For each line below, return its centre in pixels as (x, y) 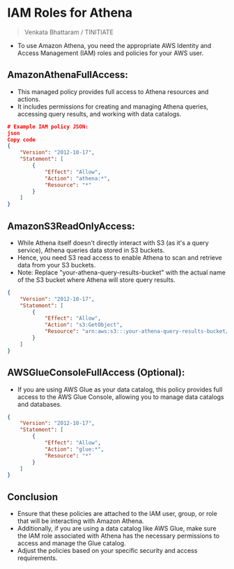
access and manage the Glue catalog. (72, 543)
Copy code (22, 140)
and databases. (39, 404)
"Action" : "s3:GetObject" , (84, 325)
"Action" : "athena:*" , (77, 178)
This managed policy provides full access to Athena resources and (113, 91)
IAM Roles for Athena (70, 13)
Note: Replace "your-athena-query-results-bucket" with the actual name (122, 272)
